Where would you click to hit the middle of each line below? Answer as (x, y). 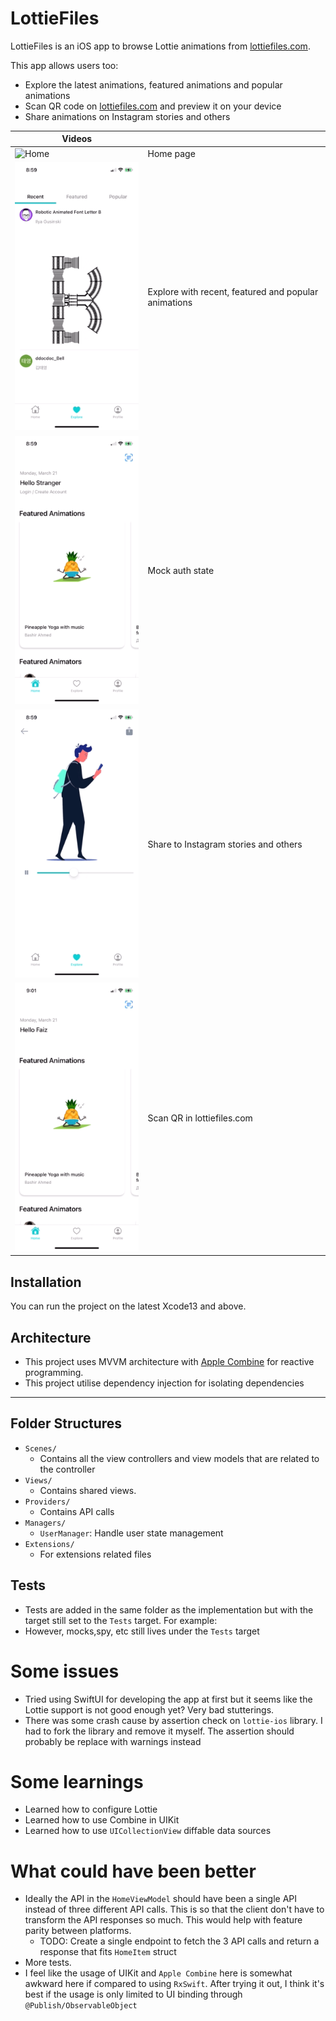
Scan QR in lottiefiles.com (200, 1118)
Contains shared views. (88, 1490)
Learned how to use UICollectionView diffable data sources (148, 1831)
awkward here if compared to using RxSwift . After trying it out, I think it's (174, 1984)
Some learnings (77, 1781)
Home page (171, 153)
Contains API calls (77, 1511)
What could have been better (133, 1871)
